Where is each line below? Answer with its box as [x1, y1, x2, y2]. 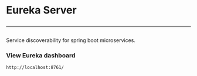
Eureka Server [6, 4, 77, 17]
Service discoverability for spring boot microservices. [6, 37, 136, 44]
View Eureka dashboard [6, 51, 76, 60]
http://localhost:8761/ [6, 65, 64, 71]
